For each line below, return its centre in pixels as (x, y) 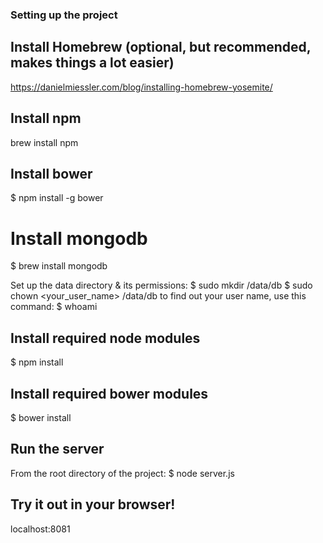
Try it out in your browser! (93, 504)
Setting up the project (64, 15)
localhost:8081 (40, 529)
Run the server (57, 449)
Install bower (51, 173)
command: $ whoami (54, 307)
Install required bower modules (109, 393)
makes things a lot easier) (92, 63)
